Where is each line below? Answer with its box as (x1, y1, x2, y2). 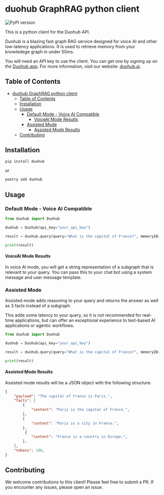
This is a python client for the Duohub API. (5, 29, 90, 35)
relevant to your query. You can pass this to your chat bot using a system (5, 269, 152, 275)
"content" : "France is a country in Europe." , (31, 435, 128, 439)
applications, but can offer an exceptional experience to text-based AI (15, 318, 155, 323)
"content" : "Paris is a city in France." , (31, 420, 119, 426)
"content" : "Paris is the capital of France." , (31, 407, 130, 412)
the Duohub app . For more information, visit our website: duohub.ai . (5, 63, 142, 69)
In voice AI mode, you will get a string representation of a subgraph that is (5, 264, 154, 270)
